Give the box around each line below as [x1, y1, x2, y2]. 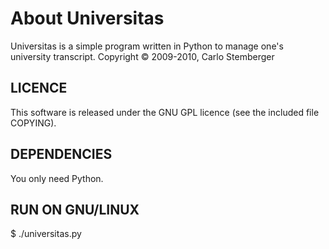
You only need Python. [10, 172, 104, 184]
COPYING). [10, 117, 57, 129]
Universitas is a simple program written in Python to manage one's [10, 40, 284, 52]
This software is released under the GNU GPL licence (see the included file [10, 106, 320, 118]
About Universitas [10, 7, 165, 30]
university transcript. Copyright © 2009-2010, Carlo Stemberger [10, 50, 275, 62]
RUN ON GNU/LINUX [10, 201, 140, 218]
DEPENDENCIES [10, 146, 113, 163]
